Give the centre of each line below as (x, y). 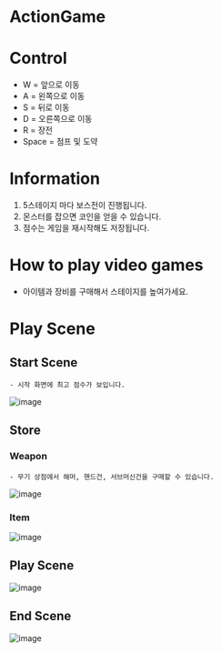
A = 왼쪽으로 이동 (53, 96)
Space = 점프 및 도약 (60, 142)
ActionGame (58, 17)
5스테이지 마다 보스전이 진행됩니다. (85, 206)
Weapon (29, 457)
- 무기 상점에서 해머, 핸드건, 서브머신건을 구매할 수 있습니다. (112, 477)
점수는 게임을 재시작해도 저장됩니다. (86, 228)
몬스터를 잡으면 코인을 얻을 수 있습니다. (92, 216)
